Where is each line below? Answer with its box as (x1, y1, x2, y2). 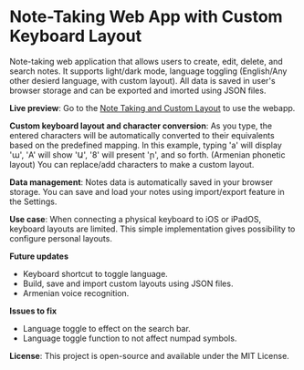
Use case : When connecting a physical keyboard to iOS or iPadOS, (9, 213, 262, 224)
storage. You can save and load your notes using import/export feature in (9, 186, 285, 197)
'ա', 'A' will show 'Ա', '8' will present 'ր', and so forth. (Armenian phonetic (9, 149, 286, 160)
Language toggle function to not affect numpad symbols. (22, 333, 237, 344)
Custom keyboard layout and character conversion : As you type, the (9, 120, 273, 131)
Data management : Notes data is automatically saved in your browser (9, 176, 274, 188)
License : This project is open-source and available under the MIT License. (9, 350, 289, 361)
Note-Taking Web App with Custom (9, 6, 283, 27)
